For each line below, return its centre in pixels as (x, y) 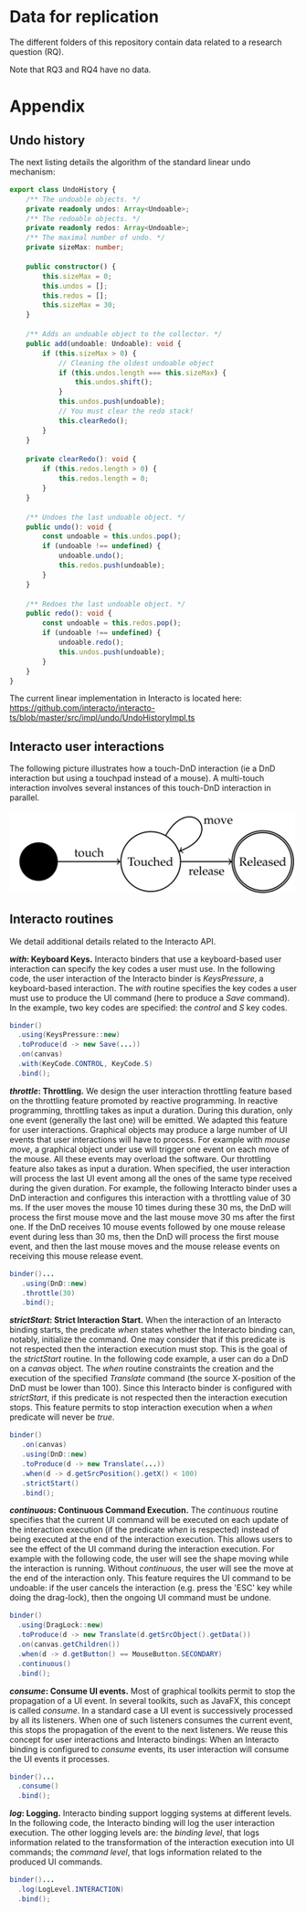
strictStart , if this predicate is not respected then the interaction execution (148, 1398)
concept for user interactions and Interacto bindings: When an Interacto (144, 1739)
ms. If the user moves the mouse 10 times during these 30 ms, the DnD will (150, 1207)
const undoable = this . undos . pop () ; (112, 536)
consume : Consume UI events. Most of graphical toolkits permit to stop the (153, 1691)
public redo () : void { (69, 614)
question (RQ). (37, 51)
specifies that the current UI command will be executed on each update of (149, 1520)
